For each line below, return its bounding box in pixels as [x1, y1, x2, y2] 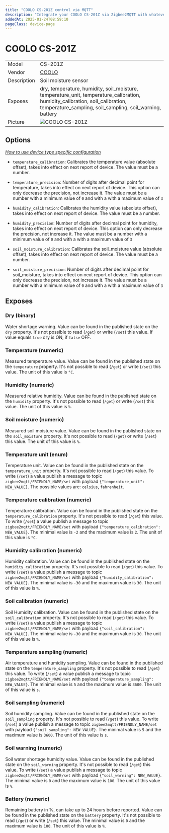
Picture [8, 119, 25, 126]
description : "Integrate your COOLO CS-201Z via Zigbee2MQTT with [5, 12, 147, 17]
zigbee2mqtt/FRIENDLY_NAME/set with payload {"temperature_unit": [5, 478, 145, 484]
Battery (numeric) [5, 795, 50, 802]
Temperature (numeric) [5, 347, 64, 354]
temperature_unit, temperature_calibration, [40, 92, 141, 99]
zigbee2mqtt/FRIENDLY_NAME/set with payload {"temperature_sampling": [5, 676, 154, 682]
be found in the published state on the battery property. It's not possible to [5, 812, 161, 818]
